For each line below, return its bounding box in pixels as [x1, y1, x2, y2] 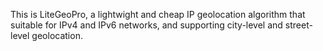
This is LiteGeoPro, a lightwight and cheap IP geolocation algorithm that [10, 9, 306, 20]
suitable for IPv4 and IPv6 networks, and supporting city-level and [10, 19, 283, 31]
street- [284, 19, 313, 31]
